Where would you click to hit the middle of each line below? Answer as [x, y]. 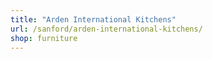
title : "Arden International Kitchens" [93, 19]
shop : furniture [44, 38]
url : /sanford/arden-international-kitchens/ [106, 29]
